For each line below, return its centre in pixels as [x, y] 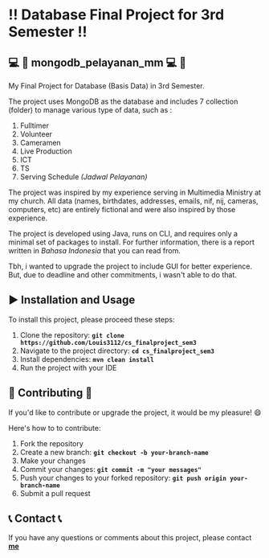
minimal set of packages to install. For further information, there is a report [132, 242]
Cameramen [41, 143]
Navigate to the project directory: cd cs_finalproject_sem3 [117, 351]
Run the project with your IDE [68, 367]
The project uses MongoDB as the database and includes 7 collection [123, 101]
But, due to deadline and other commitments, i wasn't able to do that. [122, 275]
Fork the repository [52, 443]
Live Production [46, 151]
